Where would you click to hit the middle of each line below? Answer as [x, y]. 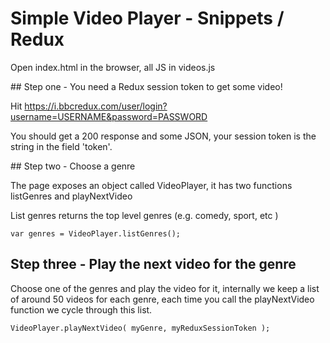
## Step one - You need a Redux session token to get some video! [146, 86]
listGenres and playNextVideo [71, 196]
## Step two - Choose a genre [73, 166]
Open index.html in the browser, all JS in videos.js [113, 67]
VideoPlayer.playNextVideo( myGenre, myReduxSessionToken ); [140, 328]
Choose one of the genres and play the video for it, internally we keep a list [165, 288]
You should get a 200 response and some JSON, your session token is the [163, 136]
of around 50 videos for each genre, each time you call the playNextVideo [162, 299]
